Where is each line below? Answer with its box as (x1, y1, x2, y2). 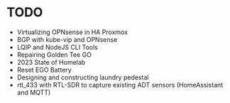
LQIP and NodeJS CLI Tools (16, 43, 99, 51)
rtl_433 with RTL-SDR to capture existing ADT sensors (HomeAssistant (16, 80, 224, 89)
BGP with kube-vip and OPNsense (16, 35, 118, 43)
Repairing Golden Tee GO (16, 50, 92, 59)
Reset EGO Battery (16, 65, 72, 74)
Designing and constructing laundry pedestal (16, 72, 149, 82)
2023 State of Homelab (16, 58, 86, 66)
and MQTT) (16, 88, 51, 97)
